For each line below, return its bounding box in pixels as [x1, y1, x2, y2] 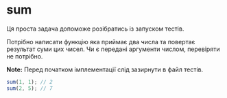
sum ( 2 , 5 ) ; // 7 [6, 84, 53, 92]
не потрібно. [6, 52, 43, 60]
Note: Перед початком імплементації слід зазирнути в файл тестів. [6, 65, 204, 73]
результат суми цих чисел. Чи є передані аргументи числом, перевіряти [6, 45, 220, 53]
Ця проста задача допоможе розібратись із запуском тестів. [6, 24, 184, 33]
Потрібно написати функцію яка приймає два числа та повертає [6, 37, 196, 46]
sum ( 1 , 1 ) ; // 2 [6, 78, 53, 85]
